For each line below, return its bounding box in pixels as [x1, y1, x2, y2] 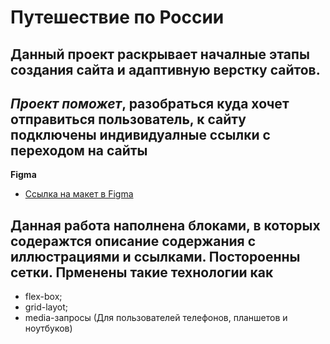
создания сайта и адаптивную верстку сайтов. [10, 61, 321, 78]
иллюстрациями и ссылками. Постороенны [10, 248, 301, 265]
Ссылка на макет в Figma [24, 188, 134, 200]
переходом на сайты [10, 142, 148, 159]
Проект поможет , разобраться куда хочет [10, 95, 290, 112]
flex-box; [24, 291, 63, 303]
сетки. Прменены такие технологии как [10, 264, 274, 281]
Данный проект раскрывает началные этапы [10, 46, 310, 63]
